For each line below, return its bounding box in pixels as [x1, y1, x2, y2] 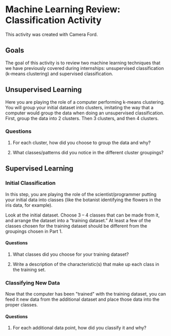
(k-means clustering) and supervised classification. [5, 70, 113, 77]
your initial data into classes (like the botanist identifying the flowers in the [5, 197, 161, 203]
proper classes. [5, 302, 38, 308]
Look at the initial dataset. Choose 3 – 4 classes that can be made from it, [5, 212, 160, 218]
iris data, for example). [5, 202, 53, 208]
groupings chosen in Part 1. [5, 228, 63, 234]
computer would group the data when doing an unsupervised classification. [5, 110, 164, 116]
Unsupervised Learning [5, 85, 82, 94]
